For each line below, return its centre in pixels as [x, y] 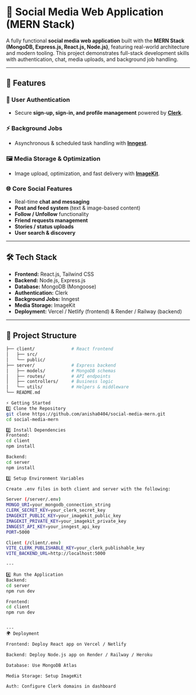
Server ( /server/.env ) [34, 499]
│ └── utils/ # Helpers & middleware [68, 387]
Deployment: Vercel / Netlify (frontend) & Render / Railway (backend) [98, 311]
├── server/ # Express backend [61, 365]
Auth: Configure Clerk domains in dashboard [61, 687]
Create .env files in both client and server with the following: [88, 489]
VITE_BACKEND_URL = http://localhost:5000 [56, 554]
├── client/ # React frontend [60, 349]
